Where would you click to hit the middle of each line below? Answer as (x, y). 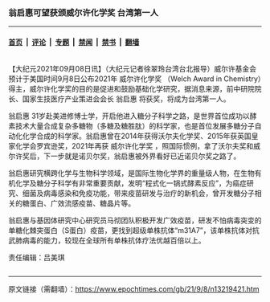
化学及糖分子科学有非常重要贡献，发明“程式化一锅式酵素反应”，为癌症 (131, 183)
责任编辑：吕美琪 (37, 257)
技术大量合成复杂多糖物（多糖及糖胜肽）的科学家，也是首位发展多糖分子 (135, 125)
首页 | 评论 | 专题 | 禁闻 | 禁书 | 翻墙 (74, 42)
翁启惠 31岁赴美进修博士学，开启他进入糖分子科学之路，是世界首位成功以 (129, 116)
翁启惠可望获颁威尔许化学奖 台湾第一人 (84, 12)
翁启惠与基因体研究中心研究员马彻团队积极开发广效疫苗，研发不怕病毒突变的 (135, 220)
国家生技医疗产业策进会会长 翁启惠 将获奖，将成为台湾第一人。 (126, 99)
